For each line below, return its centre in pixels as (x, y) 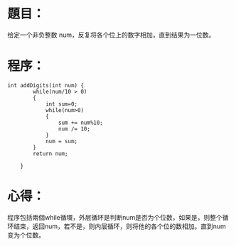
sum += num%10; (80, 123)
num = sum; (61, 141)
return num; (51, 153)
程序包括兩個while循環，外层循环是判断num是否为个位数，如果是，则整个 (115, 217)
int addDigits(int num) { (45, 85)
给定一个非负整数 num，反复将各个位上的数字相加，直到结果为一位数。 (111, 35)
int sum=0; (61, 104)
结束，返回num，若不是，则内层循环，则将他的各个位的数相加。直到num (119, 226)
